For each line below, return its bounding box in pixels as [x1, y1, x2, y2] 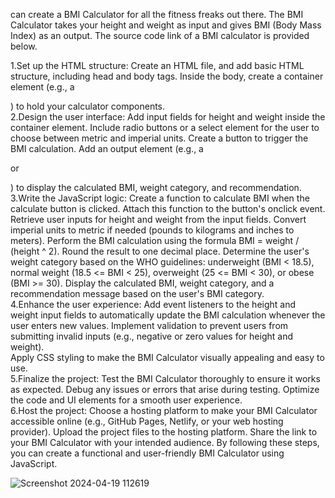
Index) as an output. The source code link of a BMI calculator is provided [10, 30, 310, 41]
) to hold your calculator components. [10, 100, 166, 112]
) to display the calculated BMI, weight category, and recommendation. [10, 182, 302, 193]
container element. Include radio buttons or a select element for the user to [10, 122, 320, 133]
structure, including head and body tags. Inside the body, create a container [10, 70, 324, 82]
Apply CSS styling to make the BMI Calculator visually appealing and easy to [10, 352, 325, 363]
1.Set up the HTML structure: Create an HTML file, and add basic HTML [10, 60, 305, 71]
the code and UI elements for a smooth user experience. [10, 394, 243, 406]
